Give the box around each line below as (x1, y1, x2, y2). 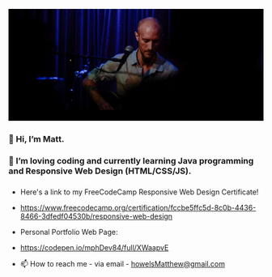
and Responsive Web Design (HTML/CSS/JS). (8, 165, 192, 177)
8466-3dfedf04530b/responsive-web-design (19, 211, 172, 221)
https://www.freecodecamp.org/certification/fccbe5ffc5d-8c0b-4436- (19, 202, 257, 212)
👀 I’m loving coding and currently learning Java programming (8, 155, 254, 166)
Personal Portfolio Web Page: (19, 227, 118, 237)
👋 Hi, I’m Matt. (8, 133, 65, 144)
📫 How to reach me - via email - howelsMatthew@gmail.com (19, 258, 225, 268)
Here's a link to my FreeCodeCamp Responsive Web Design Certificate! (19, 187, 259, 197)
